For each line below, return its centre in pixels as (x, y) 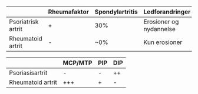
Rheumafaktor (69, 12)
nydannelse (159, 29)
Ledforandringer (167, 12)
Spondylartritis (116, 12)
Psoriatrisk (24, 22)
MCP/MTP (77, 63)
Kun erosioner (163, 42)
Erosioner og (161, 22)
